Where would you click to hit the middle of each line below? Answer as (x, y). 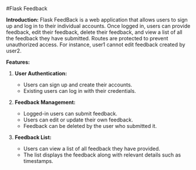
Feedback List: (33, 137)
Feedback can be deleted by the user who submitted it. (90, 126)
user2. (14, 51)
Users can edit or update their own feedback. (78, 120)
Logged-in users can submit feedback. (70, 114)
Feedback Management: (45, 102)
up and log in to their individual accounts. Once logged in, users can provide (98, 26)
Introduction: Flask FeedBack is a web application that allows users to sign (97, 20)
